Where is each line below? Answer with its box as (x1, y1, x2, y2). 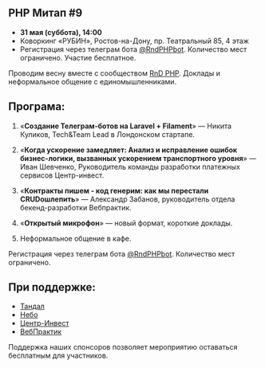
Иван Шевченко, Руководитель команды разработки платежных (19, 162, 241, 171)
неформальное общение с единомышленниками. (8, 76, 177, 86)
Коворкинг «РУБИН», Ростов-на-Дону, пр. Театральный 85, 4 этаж (19, 36, 250, 45)
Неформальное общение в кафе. (19, 233, 132, 243)
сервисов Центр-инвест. (19, 170, 105, 180)
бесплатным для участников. (8, 350, 109, 361)
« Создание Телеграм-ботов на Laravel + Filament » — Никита (19, 121, 232, 131)
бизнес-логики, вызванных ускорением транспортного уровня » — (19, 153, 257, 162)
